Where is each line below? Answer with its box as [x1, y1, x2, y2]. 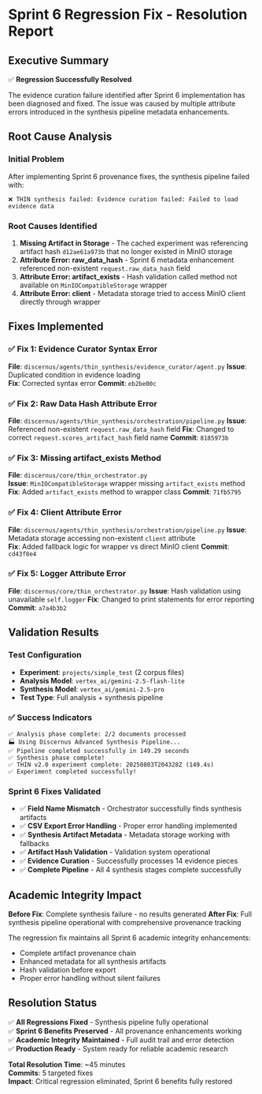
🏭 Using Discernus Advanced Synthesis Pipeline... [8, 738, 181, 746]
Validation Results [8, 626, 99, 639]
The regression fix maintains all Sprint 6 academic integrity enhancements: [8, 933, 252, 942]
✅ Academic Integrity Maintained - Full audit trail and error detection [8, 1035, 234, 1044]
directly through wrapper [19, 297, 101, 306]
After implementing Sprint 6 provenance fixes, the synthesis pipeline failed [8, 171, 250, 181]
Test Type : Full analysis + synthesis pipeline [19, 692, 164, 702]
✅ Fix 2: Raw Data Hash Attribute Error [8, 398, 157, 409]
